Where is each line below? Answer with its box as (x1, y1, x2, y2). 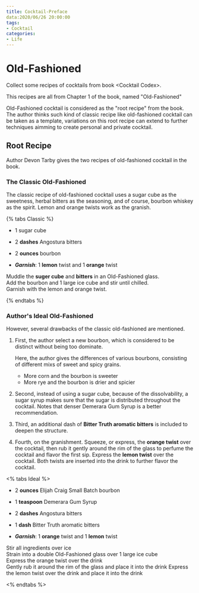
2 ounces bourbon (14, 250, 61, 257)
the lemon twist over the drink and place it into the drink (6, 570, 143, 577)
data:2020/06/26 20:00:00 (6, 14, 70, 20)
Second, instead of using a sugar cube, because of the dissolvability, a (14, 390, 188, 398)
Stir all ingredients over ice (6, 544, 71, 551)
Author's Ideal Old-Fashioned (6, 311, 94, 320)
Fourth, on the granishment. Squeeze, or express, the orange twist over (14, 439, 191, 446)
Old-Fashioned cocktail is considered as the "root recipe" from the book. (6, 105, 184, 112)
